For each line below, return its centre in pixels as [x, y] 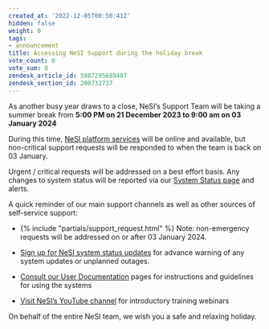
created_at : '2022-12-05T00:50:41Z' [69, 16]
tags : [17, 38]
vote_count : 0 [32, 61]
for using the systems [56, 285]
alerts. [19, 188]
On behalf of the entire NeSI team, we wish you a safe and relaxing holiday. [132, 316]
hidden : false [32, 23]
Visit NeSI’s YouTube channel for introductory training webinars [124, 300]
